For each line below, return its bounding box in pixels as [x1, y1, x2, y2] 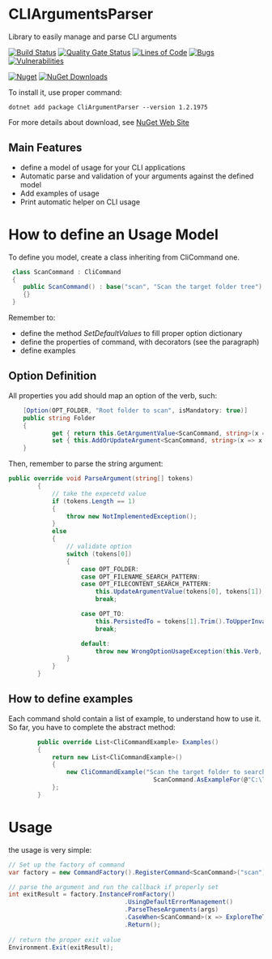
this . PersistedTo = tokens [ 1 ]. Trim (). [95, 617, 227, 626]
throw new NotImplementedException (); [66, 512, 198, 520]
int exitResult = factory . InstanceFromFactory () [8, 890, 176, 899]
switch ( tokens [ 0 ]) [66, 549, 132, 558]
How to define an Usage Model [8, 225, 219, 243]
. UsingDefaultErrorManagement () [124, 898, 233, 906]
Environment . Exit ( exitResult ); [8, 943, 114, 952]
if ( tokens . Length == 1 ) [51, 497, 136, 505]
